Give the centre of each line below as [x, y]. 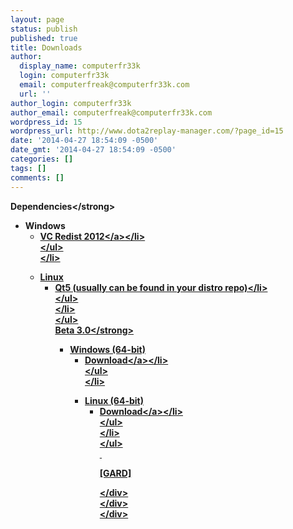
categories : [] [42, 159]
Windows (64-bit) [107, 349]
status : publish [44, 29]
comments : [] [37, 177]
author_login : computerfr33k [71, 103]
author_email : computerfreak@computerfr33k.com [111, 112]
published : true [44, 38]
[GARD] [115, 473]
